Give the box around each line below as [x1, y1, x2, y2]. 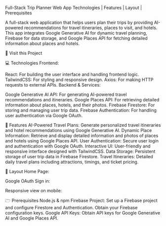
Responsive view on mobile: [5, 188, 62, 193]
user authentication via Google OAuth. [5, 113, 83, 118]
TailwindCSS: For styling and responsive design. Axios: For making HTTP [5, 77, 154, 83]
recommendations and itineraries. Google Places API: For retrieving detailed [5, 97, 160, 102]
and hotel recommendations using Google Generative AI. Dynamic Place [5, 128, 152, 133]
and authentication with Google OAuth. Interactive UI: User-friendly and [5, 143, 151, 149]
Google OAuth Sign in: [5, 178, 50, 184]
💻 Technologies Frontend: [5, 60, 59, 66]
